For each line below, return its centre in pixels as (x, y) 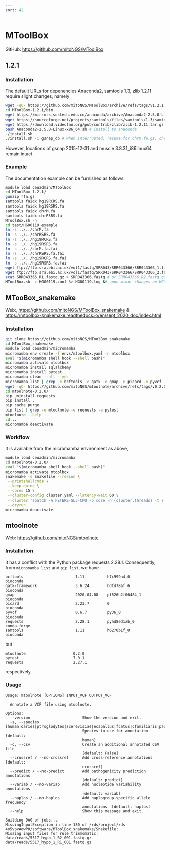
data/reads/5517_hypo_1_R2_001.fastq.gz (49, 838)
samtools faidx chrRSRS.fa (34, 216)
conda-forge (18, 626)
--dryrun (17, 505)
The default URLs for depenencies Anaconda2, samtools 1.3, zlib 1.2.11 (78, 91)
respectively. (18, 671)
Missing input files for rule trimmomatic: (52, 833)
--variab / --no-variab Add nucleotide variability (76, 784)
